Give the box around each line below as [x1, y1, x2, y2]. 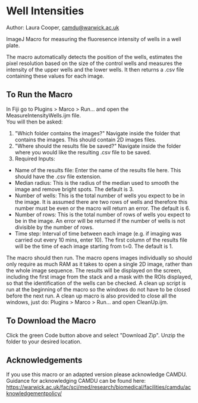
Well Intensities [6, 4, 84, 18]
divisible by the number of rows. [14, 224, 94, 231]
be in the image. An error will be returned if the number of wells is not [14, 217, 186, 224]
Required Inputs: [14, 155, 55, 162]
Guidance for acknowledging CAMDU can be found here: [6, 377, 146, 385]
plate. [6, 42, 20, 49]
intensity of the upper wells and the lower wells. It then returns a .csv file [6, 66, 184, 73]
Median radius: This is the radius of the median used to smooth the [14, 179, 180, 186]
